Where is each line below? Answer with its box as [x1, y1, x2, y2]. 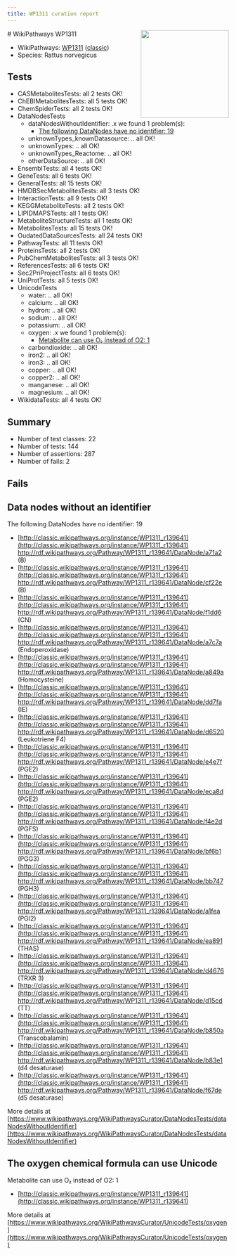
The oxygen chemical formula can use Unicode [7, 1157, 218, 1169]
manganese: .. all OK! [27, 381, 90, 389]
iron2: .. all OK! [27, 351, 71, 359]
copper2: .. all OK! [27, 373, 81, 382]
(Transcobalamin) [17, 1034, 69, 1042]
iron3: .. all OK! [27, 358, 72, 367]
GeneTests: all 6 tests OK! [17, 171, 93, 180]
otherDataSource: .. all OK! [27, 157, 105, 165]
